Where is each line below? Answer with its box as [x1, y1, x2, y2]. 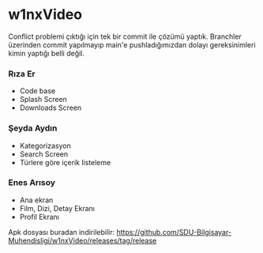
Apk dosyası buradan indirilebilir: [8, 227, 115, 236]
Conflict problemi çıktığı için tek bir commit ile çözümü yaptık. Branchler [8, 32, 242, 41]
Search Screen [19, 149, 69, 159]
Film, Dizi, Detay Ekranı [19, 203, 95, 213]
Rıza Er [8, 68, 36, 79]
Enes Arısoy [8, 177, 56, 188]
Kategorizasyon [19, 141, 71, 150]
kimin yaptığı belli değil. [8, 48, 85, 58]
